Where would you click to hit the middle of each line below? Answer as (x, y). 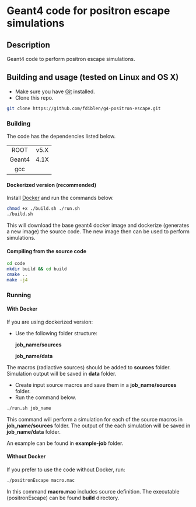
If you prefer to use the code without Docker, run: (66, 469)
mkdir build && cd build (37, 269)
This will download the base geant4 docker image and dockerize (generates (98, 225)
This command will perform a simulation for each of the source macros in (95, 419)
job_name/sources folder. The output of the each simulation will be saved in (99, 426)
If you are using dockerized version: (50, 322)
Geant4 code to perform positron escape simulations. (71, 59)
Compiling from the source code (47, 251)
